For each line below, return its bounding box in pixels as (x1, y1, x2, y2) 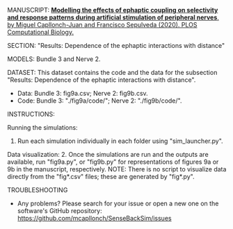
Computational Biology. (7, 28, 74, 36)
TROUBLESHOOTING (7, 186, 68, 194)
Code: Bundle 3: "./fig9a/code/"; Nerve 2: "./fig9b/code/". (17, 96, 182, 105)
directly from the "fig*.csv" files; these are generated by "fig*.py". (7, 173, 195, 180)
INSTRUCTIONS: (7, 110, 55, 118)
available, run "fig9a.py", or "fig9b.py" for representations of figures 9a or (7, 158, 219, 166)
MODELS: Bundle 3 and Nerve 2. (7, 55, 101, 63)
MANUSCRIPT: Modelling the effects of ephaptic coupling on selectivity (7, 6, 218, 14)
